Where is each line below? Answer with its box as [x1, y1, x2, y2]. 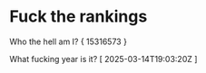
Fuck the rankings [9, 6, 148, 27]
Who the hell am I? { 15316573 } [9, 36, 127, 47]
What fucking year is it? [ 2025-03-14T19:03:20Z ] [9, 53, 198, 64]
